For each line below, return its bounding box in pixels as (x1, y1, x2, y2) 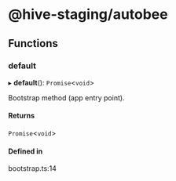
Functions (8, 37, 59, 50)
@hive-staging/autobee (8, 5, 168, 24)
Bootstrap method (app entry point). (8, 92, 125, 103)
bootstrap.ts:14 (8, 164, 57, 173)
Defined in (8, 147, 43, 156)
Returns (8, 111, 35, 121)
